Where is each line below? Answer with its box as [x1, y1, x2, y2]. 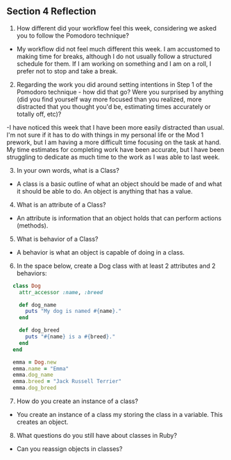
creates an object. [16, 418, 69, 426]
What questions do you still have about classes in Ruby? [16, 432, 178, 440]
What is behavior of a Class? [16, 235, 99, 243]
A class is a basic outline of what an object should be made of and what [16, 180, 223, 188]
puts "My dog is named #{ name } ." [24, 308, 122, 315]
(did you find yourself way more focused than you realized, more [16, 95, 202, 103]
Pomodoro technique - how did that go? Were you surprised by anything [16, 87, 223, 96]
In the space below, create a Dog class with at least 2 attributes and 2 [16, 262, 216, 270]
